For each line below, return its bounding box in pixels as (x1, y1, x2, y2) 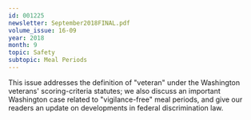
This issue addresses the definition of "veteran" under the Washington (8, 77, 241, 87)
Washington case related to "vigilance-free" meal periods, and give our (8, 95, 243, 104)
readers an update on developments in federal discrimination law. (8, 103, 224, 112)
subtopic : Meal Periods (8, 56, 88, 64)
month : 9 (8, 41, 38, 49)
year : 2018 (8, 33, 45, 42)
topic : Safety (8, 48, 56, 56)
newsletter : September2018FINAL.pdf (8, 19, 130, 27)
